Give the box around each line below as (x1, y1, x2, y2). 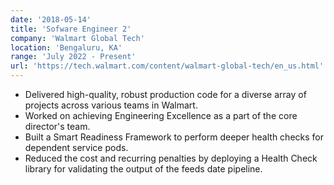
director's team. (24, 121, 91, 132)
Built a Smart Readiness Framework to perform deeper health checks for (24, 131, 325, 143)
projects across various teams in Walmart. (24, 99, 198, 111)
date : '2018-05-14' (10, 14, 92, 25)
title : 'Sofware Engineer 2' (10, 24, 132, 34)
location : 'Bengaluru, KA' (10, 42, 123, 53)
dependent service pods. (24, 142, 129, 153)
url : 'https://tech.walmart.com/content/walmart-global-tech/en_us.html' (10, 61, 325, 71)
